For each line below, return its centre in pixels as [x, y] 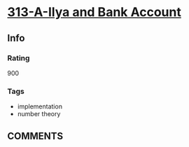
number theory [39, 114]
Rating [19, 58]
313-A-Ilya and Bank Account [94, 12]
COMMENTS [35, 136]
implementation [40, 106]
